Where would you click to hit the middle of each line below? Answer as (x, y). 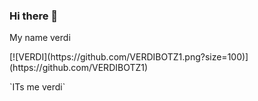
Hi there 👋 (34, 16)
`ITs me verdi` (37, 87)
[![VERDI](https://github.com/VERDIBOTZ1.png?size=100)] (129, 57)
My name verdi (40, 38)
